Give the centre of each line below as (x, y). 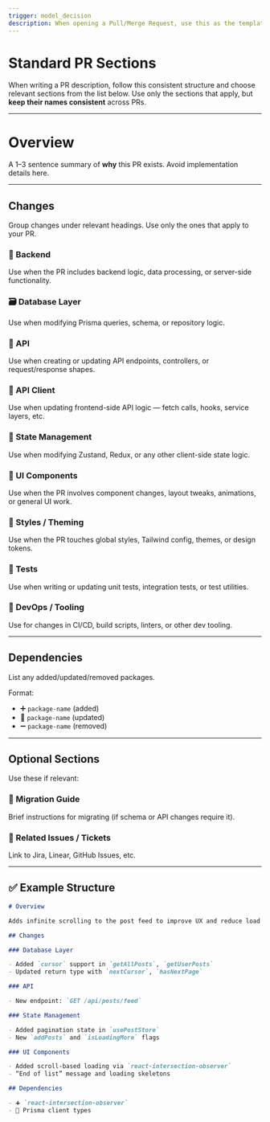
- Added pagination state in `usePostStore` (84, 1030)
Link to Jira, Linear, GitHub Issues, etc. (72, 855)
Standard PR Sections (82, 63)
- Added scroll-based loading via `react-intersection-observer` (120, 1067)
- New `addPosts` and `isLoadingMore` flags (84, 1038)
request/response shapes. (52, 370)
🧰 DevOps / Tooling (46, 608)
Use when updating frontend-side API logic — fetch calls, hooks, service (129, 407)
